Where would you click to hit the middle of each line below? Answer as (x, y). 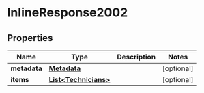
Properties (30, 38)
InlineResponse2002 (68, 13)
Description (136, 57)
